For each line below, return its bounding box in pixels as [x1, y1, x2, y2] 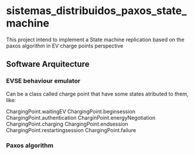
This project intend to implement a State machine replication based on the [6, 36, 185, 43]
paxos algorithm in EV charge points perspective [6, 42, 124, 49]
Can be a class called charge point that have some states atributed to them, [6, 90, 189, 97]
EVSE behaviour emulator [6, 77, 81, 85]
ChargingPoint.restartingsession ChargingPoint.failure [6, 126, 137, 133]
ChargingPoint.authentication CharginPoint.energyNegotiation [6, 114, 156, 121]
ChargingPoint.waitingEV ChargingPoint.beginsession [6, 107, 136, 115]
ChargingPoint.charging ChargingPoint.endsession [6, 120, 128, 127]
